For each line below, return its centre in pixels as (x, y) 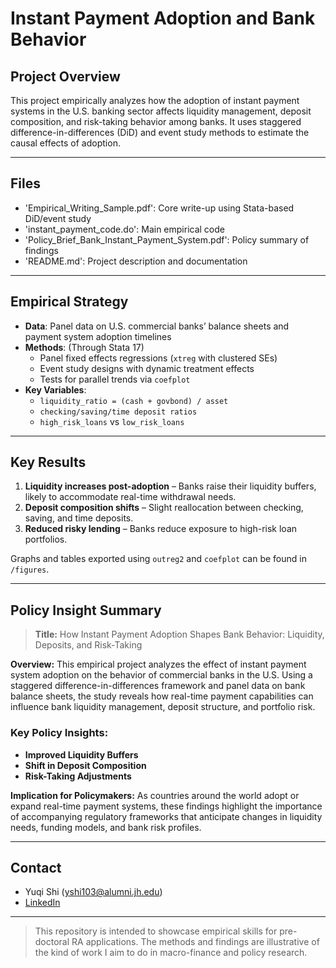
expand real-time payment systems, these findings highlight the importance (166, 806)
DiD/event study (58, 218)
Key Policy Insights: (59, 733)
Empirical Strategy (69, 302)
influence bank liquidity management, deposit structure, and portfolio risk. (163, 707)
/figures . (30, 569)
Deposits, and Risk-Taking (88, 645)
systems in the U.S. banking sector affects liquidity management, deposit (161, 111)
